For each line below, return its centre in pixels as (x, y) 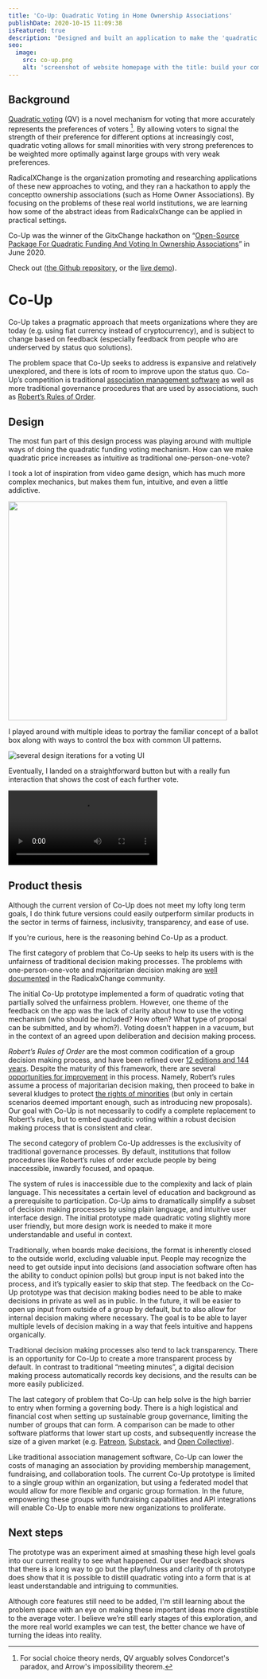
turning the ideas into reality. (55, 1635)
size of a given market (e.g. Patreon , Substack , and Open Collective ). (121, 1441)
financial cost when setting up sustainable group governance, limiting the (128, 1416)
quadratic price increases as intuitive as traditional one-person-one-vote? (129, 458)
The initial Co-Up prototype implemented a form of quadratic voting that (126, 994)
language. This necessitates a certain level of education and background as (132, 1192)
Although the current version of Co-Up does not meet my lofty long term (127, 905)
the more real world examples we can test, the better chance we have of (127, 1626)
